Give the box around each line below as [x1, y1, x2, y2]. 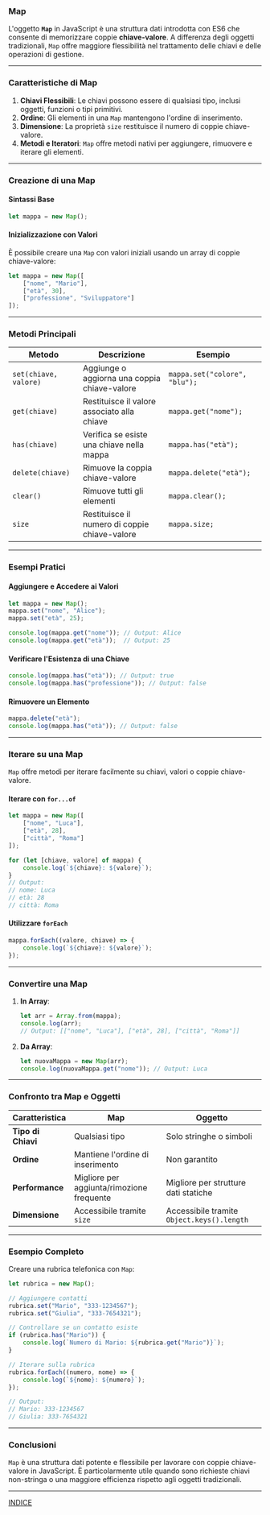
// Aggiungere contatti [8, 1294, 88, 1302]
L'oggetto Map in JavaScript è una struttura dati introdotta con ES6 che [8, 24, 240, 34]
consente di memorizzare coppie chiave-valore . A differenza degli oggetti [8, 32, 255, 42]
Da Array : [19, 1041, 53, 1051]
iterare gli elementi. [19, 147, 84, 156]
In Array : [19, 996, 50, 1006]
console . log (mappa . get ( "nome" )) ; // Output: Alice [8, 629, 182, 637]
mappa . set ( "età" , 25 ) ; [8, 615, 84, 623]
